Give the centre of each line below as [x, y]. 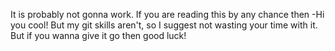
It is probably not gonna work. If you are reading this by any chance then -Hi [167, 14]
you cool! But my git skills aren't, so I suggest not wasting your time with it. [164, 25]
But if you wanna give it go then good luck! [98, 35]
